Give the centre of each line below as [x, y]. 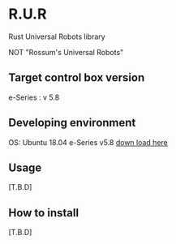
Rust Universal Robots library [57, 36]
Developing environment [72, 123]
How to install [44, 213]
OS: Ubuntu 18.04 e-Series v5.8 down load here [88, 142]
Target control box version [77, 78]
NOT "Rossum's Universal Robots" [66, 52]
